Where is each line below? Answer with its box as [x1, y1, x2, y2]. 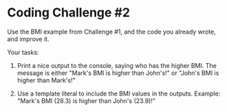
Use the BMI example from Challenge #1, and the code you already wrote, [7, 27, 216, 36]
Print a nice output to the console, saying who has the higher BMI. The [17, 61, 217, 69]
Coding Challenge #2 [7, 5, 131, 21]
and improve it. [7, 34, 50, 43]
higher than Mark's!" [17, 76, 76, 84]
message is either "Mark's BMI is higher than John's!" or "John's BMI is [17, 69, 219, 77]
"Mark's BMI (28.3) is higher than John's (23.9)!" [17, 96, 156, 104]
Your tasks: [7, 48, 39, 56]
